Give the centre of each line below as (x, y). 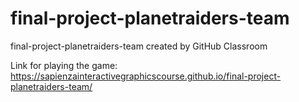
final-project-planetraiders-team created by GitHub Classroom (139, 46)
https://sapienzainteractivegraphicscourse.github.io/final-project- (146, 76)
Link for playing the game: (64, 65)
